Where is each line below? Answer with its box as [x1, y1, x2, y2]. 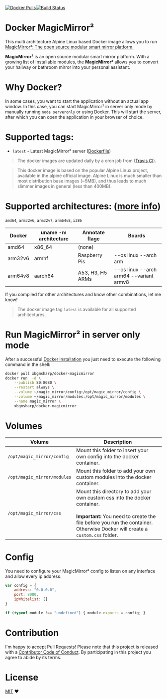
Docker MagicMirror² [5, 22, 94, 33]
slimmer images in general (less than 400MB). [17, 183, 112, 189]
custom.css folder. [76, 531, 118, 538]
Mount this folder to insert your [76, 447, 149, 454]
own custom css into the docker [76, 494, 151, 501]
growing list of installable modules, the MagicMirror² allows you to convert [5, 59, 159, 65]
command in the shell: [5, 361, 51, 367]
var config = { [5, 583, 37, 588]
